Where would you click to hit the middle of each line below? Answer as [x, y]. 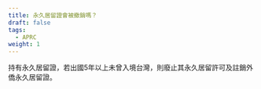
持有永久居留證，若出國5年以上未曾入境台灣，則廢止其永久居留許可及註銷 [127, 68]
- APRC [26, 37]
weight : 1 [24, 44]
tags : [17, 30]
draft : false [29, 23]
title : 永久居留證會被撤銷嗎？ [53, 15]
